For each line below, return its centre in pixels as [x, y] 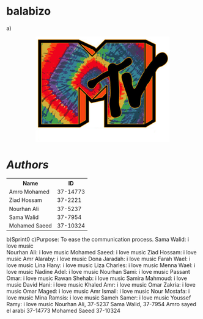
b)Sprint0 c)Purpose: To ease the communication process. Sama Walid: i [98, 239]
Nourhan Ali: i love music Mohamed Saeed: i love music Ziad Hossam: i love [102, 252]
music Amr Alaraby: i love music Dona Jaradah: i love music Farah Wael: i [98, 259]
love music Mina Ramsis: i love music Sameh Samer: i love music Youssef [99, 298]
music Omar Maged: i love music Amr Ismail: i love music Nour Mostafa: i [98, 291]
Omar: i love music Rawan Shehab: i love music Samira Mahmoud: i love [97, 278]
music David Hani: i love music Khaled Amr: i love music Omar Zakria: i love [101, 284]
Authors [28, 164]
